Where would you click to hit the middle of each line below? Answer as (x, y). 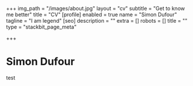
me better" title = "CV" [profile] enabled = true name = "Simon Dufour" (92, 15)
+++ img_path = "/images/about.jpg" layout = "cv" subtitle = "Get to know (96, 8)
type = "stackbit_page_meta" (41, 27)
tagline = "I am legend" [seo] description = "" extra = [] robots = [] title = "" (97, 21)
